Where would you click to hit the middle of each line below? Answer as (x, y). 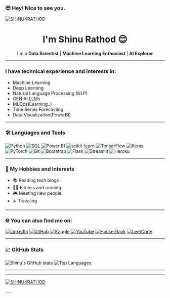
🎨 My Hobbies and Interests (40, 169)
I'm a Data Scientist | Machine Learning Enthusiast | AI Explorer (85, 54)
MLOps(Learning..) (32, 104)
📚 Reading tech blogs (36, 180)
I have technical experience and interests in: (61, 71)
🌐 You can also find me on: (39, 221)
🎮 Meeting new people (37, 193)
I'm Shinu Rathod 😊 (85, 39)
